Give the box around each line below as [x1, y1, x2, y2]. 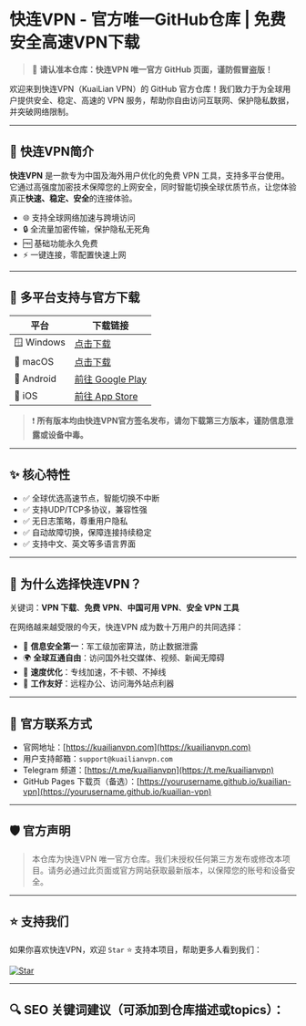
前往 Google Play [74, 372, 148, 385]
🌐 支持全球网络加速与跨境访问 [22, 212, 136, 223]
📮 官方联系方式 [9, 716, 93, 731]
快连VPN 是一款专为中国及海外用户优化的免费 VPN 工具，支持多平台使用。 [9, 170, 290, 181]
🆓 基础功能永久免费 [22, 237, 98, 248]
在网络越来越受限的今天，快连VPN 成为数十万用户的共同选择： [9, 622, 244, 633]
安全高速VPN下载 [9, 32, 140, 53]
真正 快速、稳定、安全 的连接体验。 [9, 192, 138, 203]
